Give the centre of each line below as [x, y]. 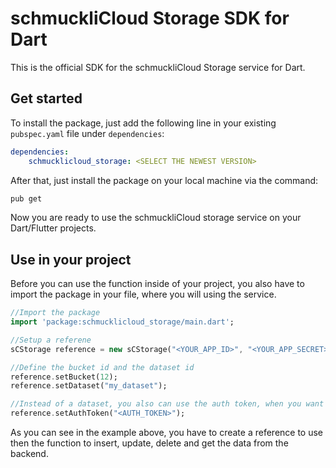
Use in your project [71, 259]
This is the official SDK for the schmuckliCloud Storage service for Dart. [158, 67]
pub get [26, 198]
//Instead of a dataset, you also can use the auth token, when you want [167, 404]
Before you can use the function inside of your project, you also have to [157, 284]
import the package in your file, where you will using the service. [143, 294]
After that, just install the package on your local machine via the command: [164, 180]
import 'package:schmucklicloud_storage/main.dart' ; [122, 322]
